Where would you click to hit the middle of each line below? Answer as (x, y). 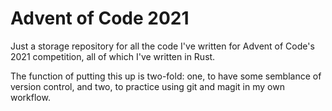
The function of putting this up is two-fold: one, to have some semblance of (166, 76)
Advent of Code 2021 (100, 18)
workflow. (30, 97)
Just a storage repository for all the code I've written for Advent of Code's (162, 46)
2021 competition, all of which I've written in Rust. (113, 56)
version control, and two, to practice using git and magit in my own (147, 86)
